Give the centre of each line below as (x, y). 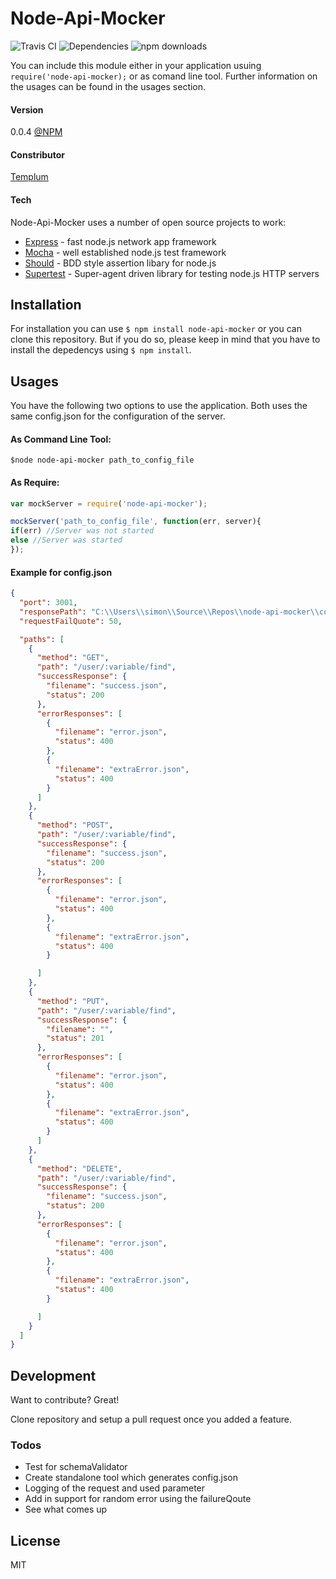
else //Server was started (66, 540)
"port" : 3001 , (48, 603)
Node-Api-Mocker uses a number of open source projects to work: (148, 222)
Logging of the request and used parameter (115, 1488)
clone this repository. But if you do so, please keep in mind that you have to (165, 339)
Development (53, 1375)
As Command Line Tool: (61, 439)
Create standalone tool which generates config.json (131, 1478)
